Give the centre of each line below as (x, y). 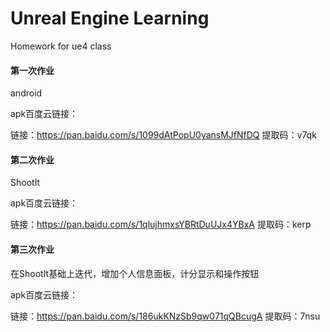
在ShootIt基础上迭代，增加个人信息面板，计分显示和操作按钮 (135, 273)
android (26, 93)
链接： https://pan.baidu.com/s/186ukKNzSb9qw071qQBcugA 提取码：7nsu (165, 316)
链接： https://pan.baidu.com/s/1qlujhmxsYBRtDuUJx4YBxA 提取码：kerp (161, 224)
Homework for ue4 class (61, 46)
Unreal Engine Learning (110, 18)
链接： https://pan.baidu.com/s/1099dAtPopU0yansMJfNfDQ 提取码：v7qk (163, 135)
